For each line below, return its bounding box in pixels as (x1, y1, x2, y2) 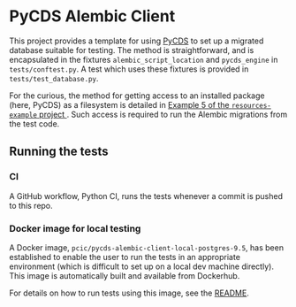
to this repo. (9, 200, 53, 211)
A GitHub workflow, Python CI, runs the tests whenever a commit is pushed (9, 190, 284, 201)
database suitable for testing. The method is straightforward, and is (9, 44, 254, 55)
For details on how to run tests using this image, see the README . (9, 288, 249, 298)
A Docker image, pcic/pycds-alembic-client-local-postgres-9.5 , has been (9, 242, 285, 253)
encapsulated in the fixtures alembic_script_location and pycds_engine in (9, 54, 278, 65)
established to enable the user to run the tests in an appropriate (9, 251, 241, 262)
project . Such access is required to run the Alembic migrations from (39, 109, 288, 119)
